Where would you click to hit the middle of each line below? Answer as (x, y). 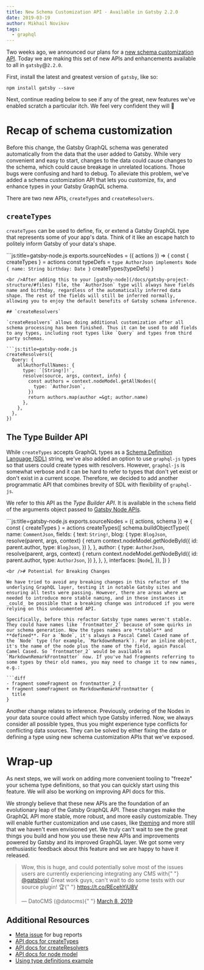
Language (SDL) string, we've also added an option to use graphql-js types (101, 458)
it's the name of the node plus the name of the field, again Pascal (97, 646)
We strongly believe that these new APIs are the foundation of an (88, 803)
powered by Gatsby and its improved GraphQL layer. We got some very (95, 842)
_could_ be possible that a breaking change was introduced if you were (100, 603)
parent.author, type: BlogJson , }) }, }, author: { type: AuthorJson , (86, 547)
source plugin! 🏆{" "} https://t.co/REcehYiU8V (79, 887)
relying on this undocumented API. (51, 608)
